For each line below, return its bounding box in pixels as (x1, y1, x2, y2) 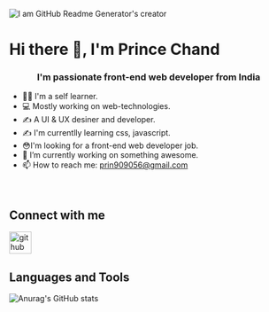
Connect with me (9, 207, 106, 222)
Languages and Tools (9, 269, 130, 285)
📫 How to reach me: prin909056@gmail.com (21, 160, 188, 170)
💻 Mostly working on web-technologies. (21, 101, 171, 112)
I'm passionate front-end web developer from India (36, 71, 261, 83)
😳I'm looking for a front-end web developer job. (21, 140, 199, 151)
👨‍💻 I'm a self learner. (21, 91, 99, 102)
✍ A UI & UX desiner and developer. (21, 114, 156, 125)
